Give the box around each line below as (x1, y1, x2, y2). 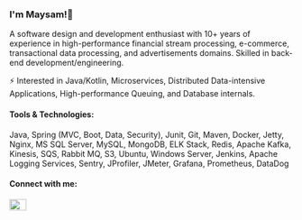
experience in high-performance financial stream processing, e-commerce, (9, 38, 290, 49)
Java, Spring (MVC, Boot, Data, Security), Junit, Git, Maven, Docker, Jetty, (9, 129, 284, 140)
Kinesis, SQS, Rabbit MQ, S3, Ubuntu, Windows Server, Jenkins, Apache (9, 148, 278, 159)
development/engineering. (25, 58, 124, 69)
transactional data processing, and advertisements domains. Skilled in (9, 48, 270, 59)
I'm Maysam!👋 (9, 8, 74, 21)
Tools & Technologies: (9, 108, 95, 120)
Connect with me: (9, 179, 78, 189)
